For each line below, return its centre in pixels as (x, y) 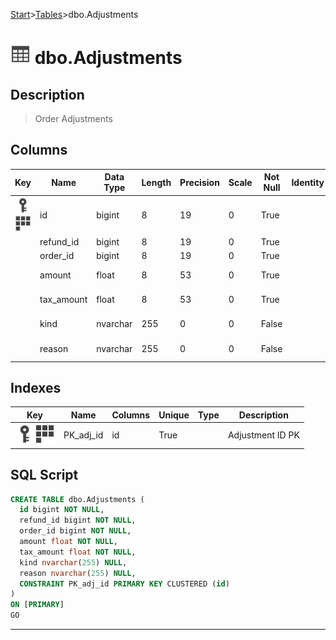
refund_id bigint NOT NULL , (78, 520)
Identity (308, 182)
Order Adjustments (73, 118)
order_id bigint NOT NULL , (75, 531)
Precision (199, 182)
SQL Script (44, 475)
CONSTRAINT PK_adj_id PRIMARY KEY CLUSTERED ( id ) (124, 584)
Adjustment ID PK (263, 435)
